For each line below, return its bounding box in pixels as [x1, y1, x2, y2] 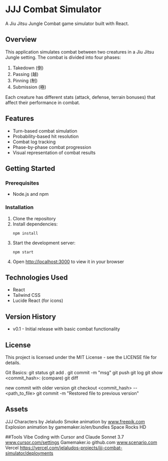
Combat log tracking [12, 139, 56, 145]
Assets [5, 405, 28, 414]
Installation [5, 204, 34, 211]
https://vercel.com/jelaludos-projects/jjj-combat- [19, 445, 123, 451]
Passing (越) [12, 71, 39, 77]
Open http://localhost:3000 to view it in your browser [12, 259, 124, 265]
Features [5, 114, 34, 123]
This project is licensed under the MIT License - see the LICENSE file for [5, 354, 157, 360]
